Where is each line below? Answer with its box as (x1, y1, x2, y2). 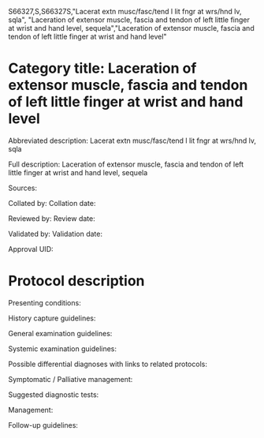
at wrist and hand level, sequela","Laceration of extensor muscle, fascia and (8, 24, 255, 32)
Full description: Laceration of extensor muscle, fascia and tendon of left (8, 159, 244, 169)
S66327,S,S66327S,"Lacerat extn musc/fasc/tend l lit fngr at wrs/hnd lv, (8, 7, 242, 16)
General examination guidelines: (8, 328, 113, 338)
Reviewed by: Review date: (8, 213, 96, 223)
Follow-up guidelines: (8, 420, 79, 429)
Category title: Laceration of (8, 59, 197, 77)
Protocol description (8, 272, 145, 290)
